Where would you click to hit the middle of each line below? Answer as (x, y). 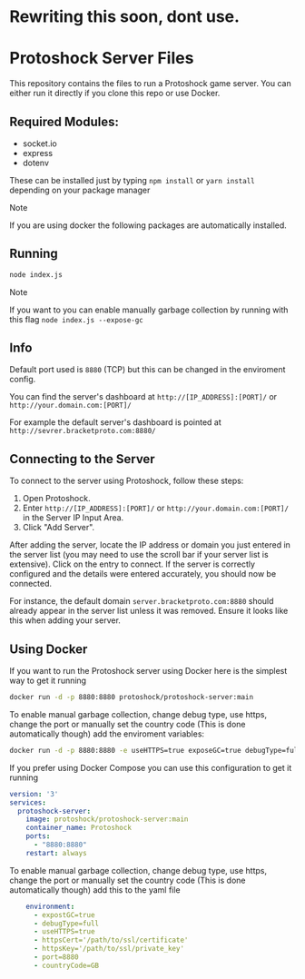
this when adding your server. (65, 620)
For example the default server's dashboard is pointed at (116, 422)
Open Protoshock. (56, 499)
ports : (38, 836)
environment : (50, 906)
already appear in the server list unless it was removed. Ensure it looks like (149, 611)
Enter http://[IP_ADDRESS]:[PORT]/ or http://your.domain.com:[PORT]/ (155, 508)
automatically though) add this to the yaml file (95, 890)
